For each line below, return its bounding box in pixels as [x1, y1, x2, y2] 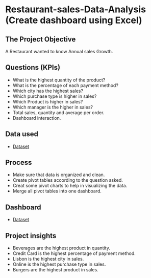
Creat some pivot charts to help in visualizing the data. [12, 183, 128, 189]
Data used [5, 130, 38, 139]
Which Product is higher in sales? [12, 98, 83, 104]
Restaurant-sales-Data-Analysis [5, 4, 146, 15]
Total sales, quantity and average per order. [12, 109, 105, 116]
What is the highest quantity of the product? [12, 77, 106, 83]
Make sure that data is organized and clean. [12, 172, 105, 178]
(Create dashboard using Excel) [5, 14, 142, 26]
